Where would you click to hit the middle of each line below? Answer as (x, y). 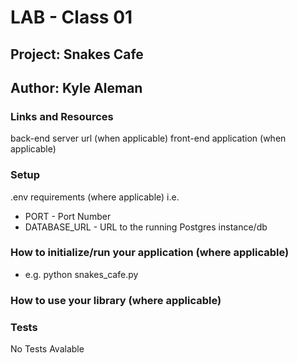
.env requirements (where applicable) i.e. (95, 197)
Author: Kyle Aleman (76, 87)
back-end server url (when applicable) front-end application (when (148, 138)
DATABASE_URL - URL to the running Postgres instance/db (146, 227)
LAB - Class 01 (71, 17)
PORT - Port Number (68, 216)
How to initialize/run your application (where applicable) (150, 253)
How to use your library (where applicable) (116, 300)
